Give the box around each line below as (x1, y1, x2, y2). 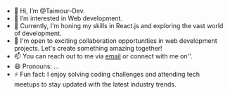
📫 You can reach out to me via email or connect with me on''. (13, 52, 193, 60)
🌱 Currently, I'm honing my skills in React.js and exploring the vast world (13, 22, 224, 30)
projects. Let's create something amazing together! (13, 44, 163, 52)
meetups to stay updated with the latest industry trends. (13, 80, 177, 88)
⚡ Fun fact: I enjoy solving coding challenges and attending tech (13, 70, 200, 78)
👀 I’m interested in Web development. (13, 14, 123, 23)
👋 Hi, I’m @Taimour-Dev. (13, 7, 86, 15)
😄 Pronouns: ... (13, 62, 60, 70)
